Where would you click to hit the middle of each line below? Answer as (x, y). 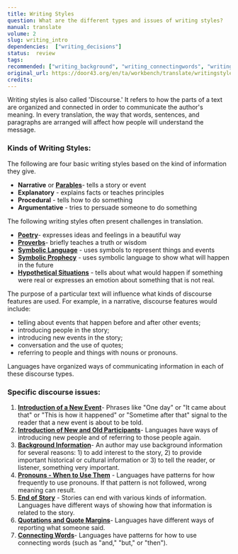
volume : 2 (22, 34)
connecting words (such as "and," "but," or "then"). (92, 543)
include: (19, 308)
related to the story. (46, 512)
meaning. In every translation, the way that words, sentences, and (103, 115)
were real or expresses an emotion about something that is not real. (116, 279)
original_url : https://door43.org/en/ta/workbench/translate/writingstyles (121, 73)
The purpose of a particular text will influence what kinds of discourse (110, 294)
